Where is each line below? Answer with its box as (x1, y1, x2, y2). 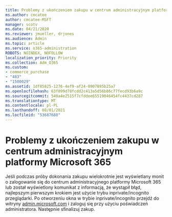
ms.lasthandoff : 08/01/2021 (5, 108, 66, 113)
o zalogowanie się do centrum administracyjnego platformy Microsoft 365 (5, 179, 161, 185)
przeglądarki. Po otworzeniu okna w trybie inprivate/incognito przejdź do (5, 195, 160, 201)
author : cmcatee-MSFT (5, 17, 52, 22)
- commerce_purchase (5, 70, 50, 75)
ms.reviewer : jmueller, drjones (5, 31, 74, 36)
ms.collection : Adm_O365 (5, 60, 58, 65)
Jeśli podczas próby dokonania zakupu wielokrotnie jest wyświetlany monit (5, 173, 164, 180)
